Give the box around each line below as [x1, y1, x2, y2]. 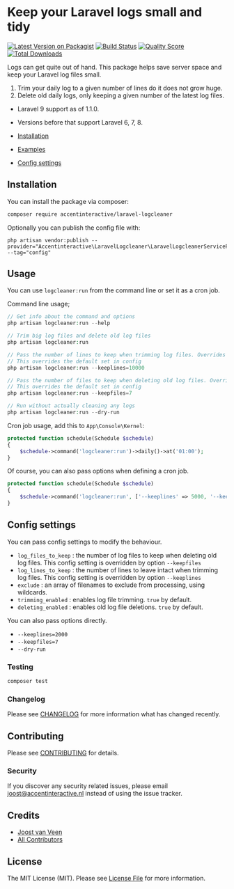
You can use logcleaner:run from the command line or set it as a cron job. [7, 286, 221, 294]
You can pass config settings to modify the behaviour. [7, 537, 162, 546]
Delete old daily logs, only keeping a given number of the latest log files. [17, 91, 225, 100]
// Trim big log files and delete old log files [7, 332, 151, 340]
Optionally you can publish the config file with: [7, 223, 141, 232]
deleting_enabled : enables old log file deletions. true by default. [17, 603, 203, 611]
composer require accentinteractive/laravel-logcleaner [7, 210, 173, 218]
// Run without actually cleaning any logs [7, 402, 136, 409]
